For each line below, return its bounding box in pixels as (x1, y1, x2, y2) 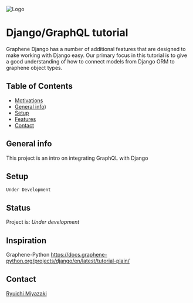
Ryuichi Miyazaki (6, 289, 47, 297)
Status (6, 203, 31, 213)
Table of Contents (6, 81, 73, 91)
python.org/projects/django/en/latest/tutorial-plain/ (6, 257, 130, 264)
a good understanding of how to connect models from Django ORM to (6, 58, 175, 65)
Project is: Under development (6, 218, 80, 225)
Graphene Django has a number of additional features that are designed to (6, 45, 186, 52)
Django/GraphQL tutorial (6, 26, 128, 39)
